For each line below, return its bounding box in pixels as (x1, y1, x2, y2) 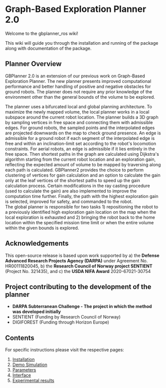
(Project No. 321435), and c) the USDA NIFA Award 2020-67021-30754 (5, 268, 151, 274)
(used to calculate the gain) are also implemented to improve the (5, 188, 137, 194)
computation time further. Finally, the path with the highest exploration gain (5, 193, 159, 199)
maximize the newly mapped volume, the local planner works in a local (5, 109, 150, 115)
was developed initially (12, 309, 61, 315)
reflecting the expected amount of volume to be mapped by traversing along (5, 161, 161, 167)
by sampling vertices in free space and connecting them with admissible (5, 119, 153, 125)
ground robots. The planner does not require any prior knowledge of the (5, 88, 153, 95)
